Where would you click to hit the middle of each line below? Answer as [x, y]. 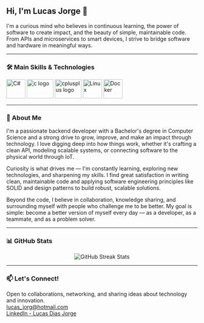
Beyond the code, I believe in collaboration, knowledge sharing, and [91, 200]
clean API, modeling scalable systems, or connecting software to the [92, 150]
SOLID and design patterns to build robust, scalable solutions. [83, 188]
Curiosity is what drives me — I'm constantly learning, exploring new [92, 168]
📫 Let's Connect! [33, 279]
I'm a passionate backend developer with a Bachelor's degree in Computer [100, 131]
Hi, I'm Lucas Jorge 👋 [47, 11]
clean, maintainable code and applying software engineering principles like [100, 182]
